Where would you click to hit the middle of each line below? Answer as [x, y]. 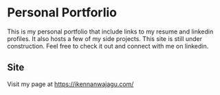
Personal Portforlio [62, 13]
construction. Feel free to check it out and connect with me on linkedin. [108, 46]
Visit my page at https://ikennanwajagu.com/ [70, 84]
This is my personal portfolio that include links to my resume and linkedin [110, 31]
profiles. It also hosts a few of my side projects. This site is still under [105, 38]
